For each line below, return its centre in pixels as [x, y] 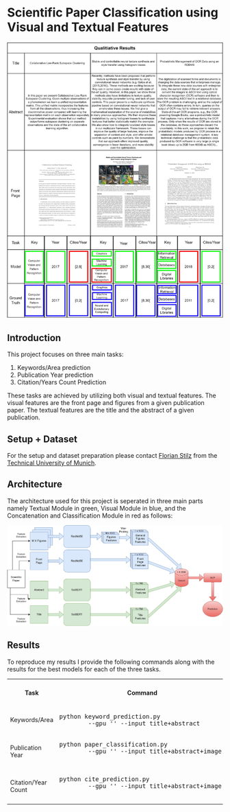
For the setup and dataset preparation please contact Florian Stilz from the [112, 456]
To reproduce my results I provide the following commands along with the [111, 662]
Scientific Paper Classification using [113, 13]
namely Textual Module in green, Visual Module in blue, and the [97, 508]
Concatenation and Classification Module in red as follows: [90, 515]
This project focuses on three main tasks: [65, 354]
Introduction [34, 338]
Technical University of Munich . [52, 463]
